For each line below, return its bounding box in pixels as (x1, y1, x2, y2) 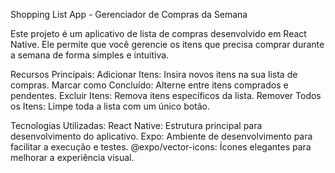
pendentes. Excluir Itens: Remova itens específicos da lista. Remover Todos (10, 90, 322, 101)
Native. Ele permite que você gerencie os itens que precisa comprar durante (10, 39, 325, 50)
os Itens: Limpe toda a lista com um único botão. (10, 100, 211, 112)
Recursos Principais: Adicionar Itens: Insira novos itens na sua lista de (10, 69, 298, 80)
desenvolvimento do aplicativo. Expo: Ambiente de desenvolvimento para (10, 130, 313, 142)
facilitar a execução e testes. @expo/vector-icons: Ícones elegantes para (10, 141, 312, 153)
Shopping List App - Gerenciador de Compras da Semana (10, 9, 248, 20)
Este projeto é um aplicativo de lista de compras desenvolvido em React (10, 28, 307, 39)
